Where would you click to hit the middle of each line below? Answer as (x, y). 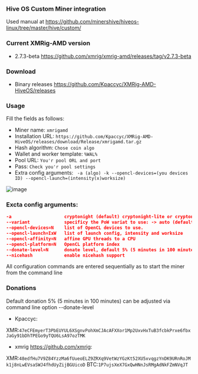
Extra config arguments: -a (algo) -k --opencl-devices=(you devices (101, 173)
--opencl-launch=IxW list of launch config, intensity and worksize (95, 234)
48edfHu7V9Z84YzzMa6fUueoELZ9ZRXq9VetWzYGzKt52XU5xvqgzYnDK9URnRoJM (105, 359)
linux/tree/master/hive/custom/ (44, 28)
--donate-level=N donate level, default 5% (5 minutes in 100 (91, 250)
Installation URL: (34, 136)
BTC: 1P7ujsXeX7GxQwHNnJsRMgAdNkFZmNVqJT (137, 364)
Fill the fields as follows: (35, 119)
